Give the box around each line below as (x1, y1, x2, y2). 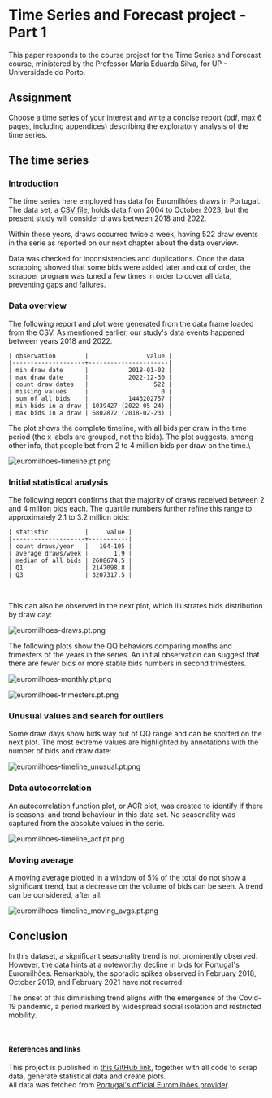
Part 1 (8, 23, 47, 42)
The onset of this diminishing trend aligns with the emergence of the (8, 992, 237, 1003)
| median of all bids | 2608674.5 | (8, 556, 132, 565)
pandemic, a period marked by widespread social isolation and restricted (17, 1001, 261, 1011)
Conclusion (8, 929, 68, 943)
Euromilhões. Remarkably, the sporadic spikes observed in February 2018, (8, 968, 257, 978)
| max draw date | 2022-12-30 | (8, 373, 173, 381)
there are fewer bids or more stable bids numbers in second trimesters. (8, 658, 247, 669)
